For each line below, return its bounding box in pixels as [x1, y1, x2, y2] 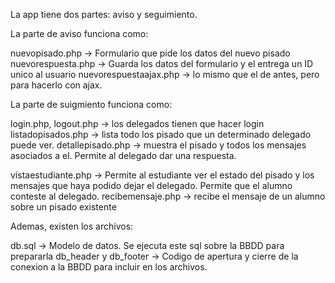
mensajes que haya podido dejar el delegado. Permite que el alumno [10, 180, 293, 191]
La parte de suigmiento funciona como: [10, 99, 173, 110]
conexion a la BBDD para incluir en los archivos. [10, 261, 208, 273]
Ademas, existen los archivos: [10, 220, 134, 232]
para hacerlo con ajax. [10, 79, 103, 91]
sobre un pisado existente [10, 201, 117, 213]
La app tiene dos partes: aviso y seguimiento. [10, 9, 198, 20]
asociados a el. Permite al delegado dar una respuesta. [10, 150, 237, 161]
